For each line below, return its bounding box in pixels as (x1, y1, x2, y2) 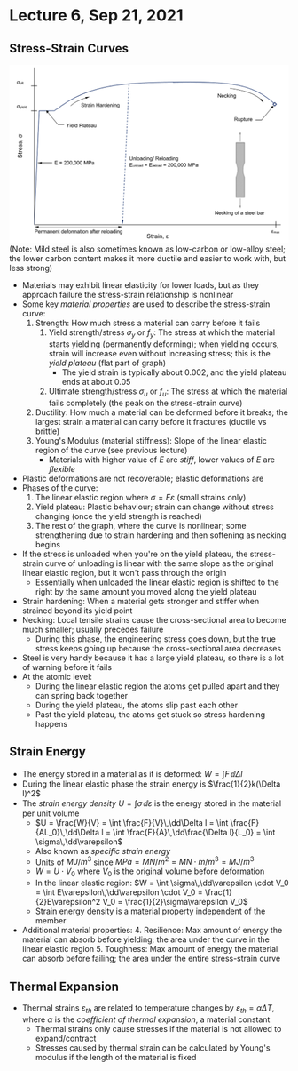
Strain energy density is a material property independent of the (35, 906, 266, 916)
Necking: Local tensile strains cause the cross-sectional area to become (21, 615, 286, 625)
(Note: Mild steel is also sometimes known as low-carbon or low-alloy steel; (9, 244, 286, 254)
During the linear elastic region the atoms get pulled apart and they (35, 681, 280, 691)
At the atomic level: (21, 672, 93, 682)
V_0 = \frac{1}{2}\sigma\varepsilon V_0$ (102, 897, 248, 907)
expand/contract (35, 1033, 97, 1043)
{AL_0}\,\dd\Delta (35, 827, 100, 837)
